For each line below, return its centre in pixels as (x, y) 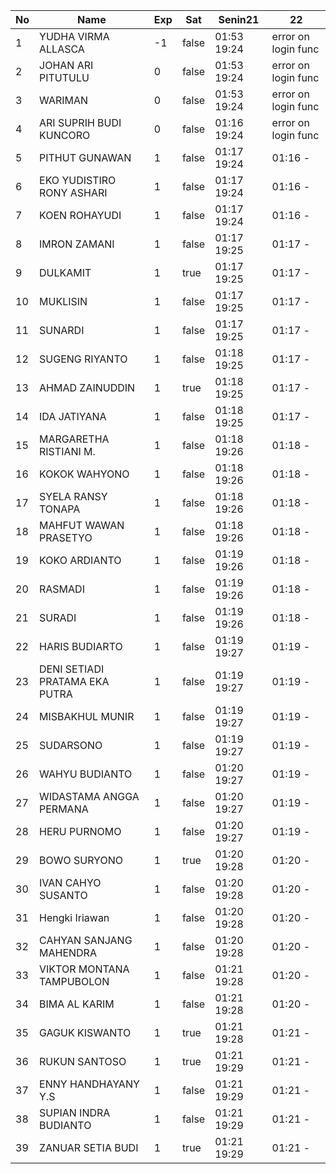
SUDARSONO (71, 745)
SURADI (58, 617)
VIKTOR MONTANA (84, 969)
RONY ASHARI (73, 192)
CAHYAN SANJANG (86, 940)
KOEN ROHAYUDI (80, 215)
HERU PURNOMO (80, 831)
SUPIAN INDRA (75, 1112)
